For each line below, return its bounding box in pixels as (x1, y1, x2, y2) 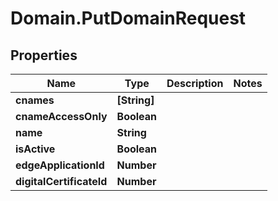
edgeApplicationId (15, 158, 105, 172)
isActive (15, 142, 56, 156)
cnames (15, 93, 55, 107)
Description (166, 77, 224, 90)
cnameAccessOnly (15, 110, 108, 123)
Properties (10, 47, 78, 64)
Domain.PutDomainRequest (10, 7, 247, 30)
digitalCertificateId (15, 175, 108, 188)
